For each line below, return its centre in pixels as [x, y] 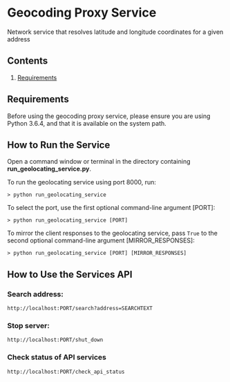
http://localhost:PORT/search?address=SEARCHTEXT [80, 309]
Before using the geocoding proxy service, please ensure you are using [109, 116]
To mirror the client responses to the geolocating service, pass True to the [112, 233]
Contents [28, 61]
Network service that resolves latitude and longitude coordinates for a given [115, 32]
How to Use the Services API [70, 274]
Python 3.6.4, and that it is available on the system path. [87, 123]
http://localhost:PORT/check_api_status [66, 372]
